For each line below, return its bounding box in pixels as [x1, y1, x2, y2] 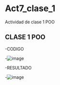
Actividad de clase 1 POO [5, 19, 55, 25]
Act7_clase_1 [5, 3, 56, 14]
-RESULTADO [5, 65, 32, 70]
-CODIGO [5, 46, 24, 51]
